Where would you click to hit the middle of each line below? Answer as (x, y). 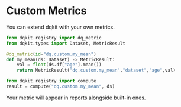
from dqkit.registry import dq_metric (54, 38)
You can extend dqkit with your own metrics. (61, 27)
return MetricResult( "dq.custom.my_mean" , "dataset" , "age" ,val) (96, 71)
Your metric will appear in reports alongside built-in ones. (76, 98)
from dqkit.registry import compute (51, 81)
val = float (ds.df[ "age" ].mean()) (59, 65)
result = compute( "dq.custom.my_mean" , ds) (61, 86)
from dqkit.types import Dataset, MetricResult (66, 43)
